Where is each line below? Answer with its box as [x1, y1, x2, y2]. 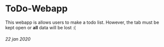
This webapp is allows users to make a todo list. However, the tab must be [5, 19, 159, 25]
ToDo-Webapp [5, 3, 68, 14]
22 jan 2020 [5, 36, 31, 42]
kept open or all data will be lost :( [5, 24, 76, 30]
